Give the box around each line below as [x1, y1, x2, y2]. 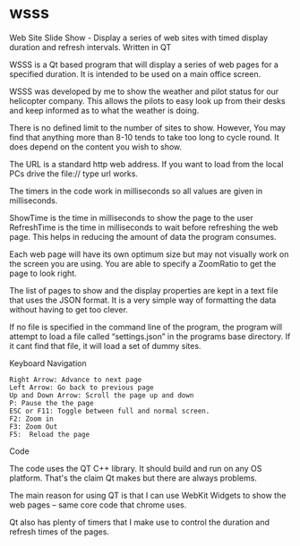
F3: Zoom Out [9, 422, 58, 431]
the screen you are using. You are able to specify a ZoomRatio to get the [9, 258, 277, 269]
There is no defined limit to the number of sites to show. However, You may [9, 122, 287, 132]
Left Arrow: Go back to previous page [9, 383, 154, 392]
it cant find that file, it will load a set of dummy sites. [9, 340, 201, 351]
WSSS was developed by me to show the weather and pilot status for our [9, 86, 279, 97]
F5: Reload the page [9, 430, 90, 439]
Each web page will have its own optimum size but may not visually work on [9, 249, 289, 260]
